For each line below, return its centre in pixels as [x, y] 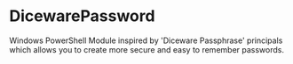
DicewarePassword [82, 16]
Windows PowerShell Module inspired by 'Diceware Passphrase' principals [146, 40]
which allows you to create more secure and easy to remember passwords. [146, 49]
